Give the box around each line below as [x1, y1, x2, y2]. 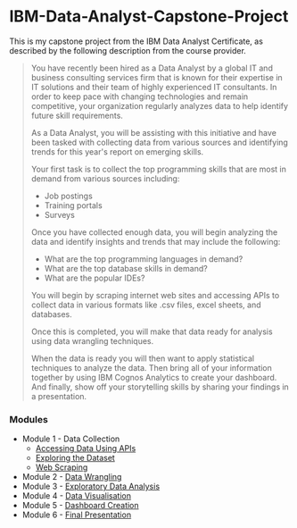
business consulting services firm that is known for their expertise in [30, 71, 283, 82]
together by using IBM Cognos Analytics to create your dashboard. [30, 372, 277, 382]
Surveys [44, 209, 76, 220]
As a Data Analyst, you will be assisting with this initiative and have [30, 127, 276, 138]
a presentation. [30, 390, 87, 401]
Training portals [44, 199, 103, 211]
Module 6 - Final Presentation [21, 509, 132, 520]
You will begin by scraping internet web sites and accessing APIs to [30, 289, 280, 300]
